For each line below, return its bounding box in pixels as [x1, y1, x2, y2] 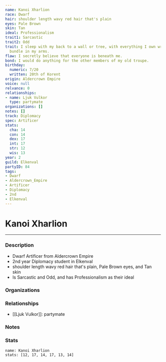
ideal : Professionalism [5, 30, 54, 35]
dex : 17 [9, 137, 26, 142]
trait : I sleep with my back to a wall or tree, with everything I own [5, 44, 156, 49]
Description [5, 242, 34, 249]
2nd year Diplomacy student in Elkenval [12, 258, 93, 264]
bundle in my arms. [9, 49, 50, 54]
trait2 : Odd [5, 40, 30, 45]
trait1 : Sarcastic [5, 35, 43, 40]
